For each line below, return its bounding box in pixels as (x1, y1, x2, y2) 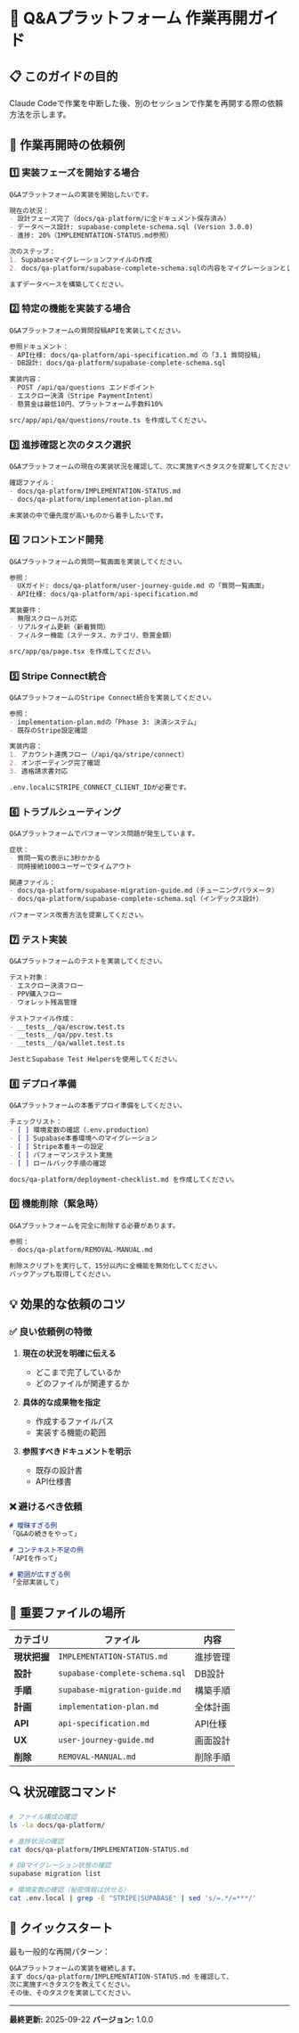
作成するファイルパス (35, 1415, 114, 1426)
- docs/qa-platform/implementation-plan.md (9, 495, 174, 504)
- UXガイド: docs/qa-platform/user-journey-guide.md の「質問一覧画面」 (9, 581, 269, 591)
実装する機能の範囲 (35, 1427, 107, 1438)
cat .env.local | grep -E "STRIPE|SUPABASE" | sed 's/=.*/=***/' (9, 1894, 256, 1903)
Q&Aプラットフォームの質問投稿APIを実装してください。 (9, 326, 185, 335)
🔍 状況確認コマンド (9, 1784, 117, 1799)
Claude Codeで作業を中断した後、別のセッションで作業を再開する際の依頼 (9, 98, 283, 108)
